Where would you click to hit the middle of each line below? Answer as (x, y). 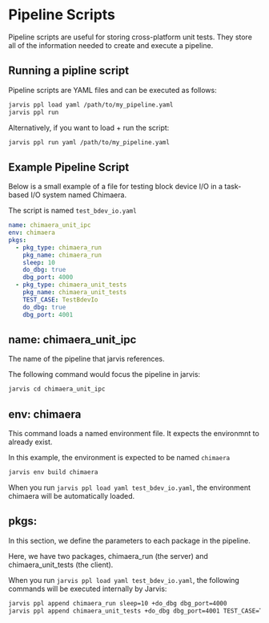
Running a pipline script (69, 71)
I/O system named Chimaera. (78, 195)
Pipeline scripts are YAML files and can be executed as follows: (113, 90)
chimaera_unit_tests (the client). (61, 564)
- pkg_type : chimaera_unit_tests (71, 285)
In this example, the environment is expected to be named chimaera (119, 458)
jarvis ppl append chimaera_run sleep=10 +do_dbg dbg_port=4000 (118, 603)
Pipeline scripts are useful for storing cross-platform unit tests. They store (130, 37)
